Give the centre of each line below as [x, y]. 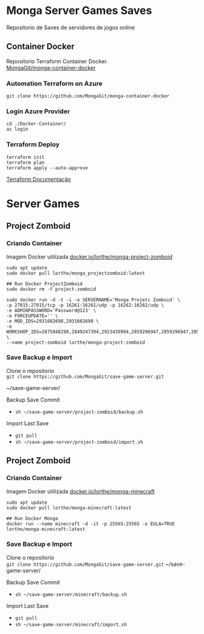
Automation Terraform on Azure [54, 83]
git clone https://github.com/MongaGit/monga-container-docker [88, 96]
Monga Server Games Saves [79, 11]
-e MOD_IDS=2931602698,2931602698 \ [53, 321]
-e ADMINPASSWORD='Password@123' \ [51, 310]
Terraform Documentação [39, 179]
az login [17, 129]
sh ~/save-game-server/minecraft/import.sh [71, 624]
